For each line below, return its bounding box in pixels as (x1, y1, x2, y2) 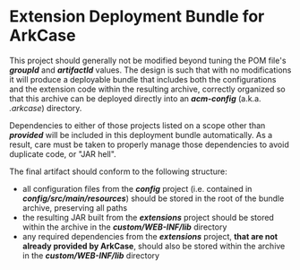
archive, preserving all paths (21, 202, 128, 213)
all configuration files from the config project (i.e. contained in (21, 183, 253, 194)
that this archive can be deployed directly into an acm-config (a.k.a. (9, 92, 261, 104)
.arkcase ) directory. (9, 102, 82, 113)
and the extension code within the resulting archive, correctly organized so (9, 83, 286, 94)
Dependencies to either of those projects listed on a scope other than (9, 119, 266, 131)
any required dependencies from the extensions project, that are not (21, 231, 279, 241)
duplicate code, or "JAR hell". (9, 148, 116, 159)
